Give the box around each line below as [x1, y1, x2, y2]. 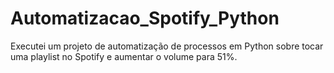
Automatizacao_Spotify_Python [10, 7, 280, 30]
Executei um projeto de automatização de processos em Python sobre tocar [10, 40, 324, 52]
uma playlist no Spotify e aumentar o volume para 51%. [10, 50, 238, 62]
